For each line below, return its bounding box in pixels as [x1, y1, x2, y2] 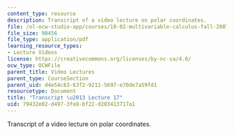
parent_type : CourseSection [7, 74, 89, 82]
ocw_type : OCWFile [7, 62, 61, 69]
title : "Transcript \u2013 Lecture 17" [7, 95, 123, 102]
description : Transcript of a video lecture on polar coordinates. [7, 17, 208, 24]
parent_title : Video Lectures [7, 68, 95, 75]
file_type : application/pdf [7, 36, 89, 43]
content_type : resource [7, 10, 77, 17]
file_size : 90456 [7, 29, 58, 37]
